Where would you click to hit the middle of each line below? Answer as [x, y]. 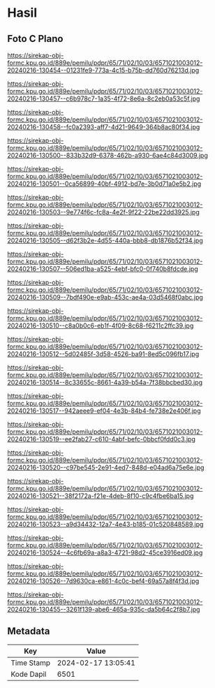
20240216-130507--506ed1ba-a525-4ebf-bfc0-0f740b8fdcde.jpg [103, 269]
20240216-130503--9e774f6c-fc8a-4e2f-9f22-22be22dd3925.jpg [104, 212]
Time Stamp [31, 663]
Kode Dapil [29, 674]
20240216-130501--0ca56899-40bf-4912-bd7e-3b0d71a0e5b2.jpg [104, 184]
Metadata [29, 631]
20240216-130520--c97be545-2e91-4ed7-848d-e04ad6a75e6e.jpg [106, 467]
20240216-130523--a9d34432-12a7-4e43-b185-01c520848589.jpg [105, 524]
